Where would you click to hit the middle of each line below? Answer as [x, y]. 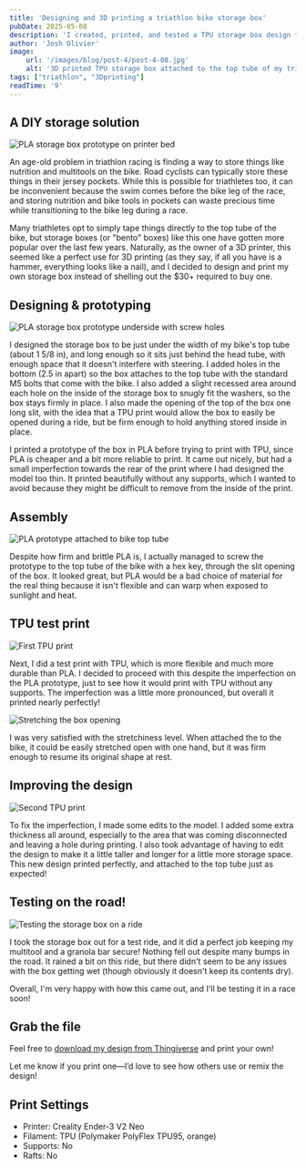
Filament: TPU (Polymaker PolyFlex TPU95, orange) [119, 1136]
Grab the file [46, 1026]
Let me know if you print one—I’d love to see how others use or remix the [147, 1066]
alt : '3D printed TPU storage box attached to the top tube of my [154, 69]
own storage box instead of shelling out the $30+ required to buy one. [141, 277]
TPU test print [50, 624]
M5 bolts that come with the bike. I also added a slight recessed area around [153, 384]
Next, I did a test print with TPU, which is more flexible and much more [142, 663]
